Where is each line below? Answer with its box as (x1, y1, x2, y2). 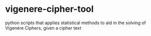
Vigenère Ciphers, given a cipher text (5, 25, 81, 31)
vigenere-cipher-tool (5, 3, 94, 15)
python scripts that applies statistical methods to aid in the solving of (5, 20, 146, 26)
